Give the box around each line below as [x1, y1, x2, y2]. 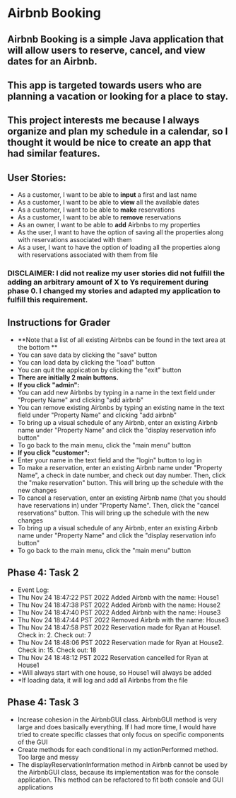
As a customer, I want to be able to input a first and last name [17, 190, 197, 199]
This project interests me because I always [7, 115, 200, 127]
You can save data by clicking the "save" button [17, 350, 158, 359]
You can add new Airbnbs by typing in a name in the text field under [17, 388, 216, 397]
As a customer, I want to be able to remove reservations [17, 213, 182, 222]
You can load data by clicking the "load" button [17, 358, 155, 366]
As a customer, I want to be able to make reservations [17, 205, 175, 214]
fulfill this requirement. [7, 295, 88, 305]
